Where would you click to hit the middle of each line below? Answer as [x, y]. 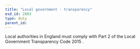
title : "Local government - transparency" [49, 9]
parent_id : [16, 23]
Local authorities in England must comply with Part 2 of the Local [70, 37]
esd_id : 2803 [18, 14]
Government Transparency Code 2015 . [44, 42]
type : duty [16, 18]
